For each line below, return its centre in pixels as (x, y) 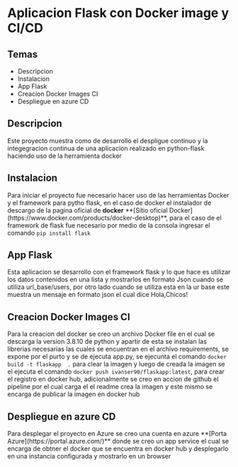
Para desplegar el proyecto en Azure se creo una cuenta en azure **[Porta (117, 434)
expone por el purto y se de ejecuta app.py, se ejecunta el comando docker (117, 356)
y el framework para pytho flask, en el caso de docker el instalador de (109, 203)
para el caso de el (195, 218)
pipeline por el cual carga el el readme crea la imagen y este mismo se (110, 387)
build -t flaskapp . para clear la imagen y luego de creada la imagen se (116, 364)
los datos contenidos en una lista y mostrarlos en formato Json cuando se (115, 280)
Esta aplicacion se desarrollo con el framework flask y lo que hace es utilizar (119, 272)
